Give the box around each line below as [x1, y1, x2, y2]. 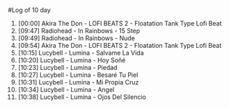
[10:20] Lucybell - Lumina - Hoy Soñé [17, 56, 126, 64]
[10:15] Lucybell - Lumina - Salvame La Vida [17, 48, 145, 57]
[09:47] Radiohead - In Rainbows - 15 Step [17, 27, 141, 35]
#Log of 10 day [8, 6, 51, 14]
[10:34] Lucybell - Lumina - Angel [17, 86, 115, 93]
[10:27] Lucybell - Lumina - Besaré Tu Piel [17, 71, 139, 79]
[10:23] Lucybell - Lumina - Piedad [17, 64, 118, 71]
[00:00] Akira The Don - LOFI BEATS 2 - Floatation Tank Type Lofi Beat [17, 19, 222, 27]
